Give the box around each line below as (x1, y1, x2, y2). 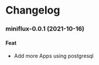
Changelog (5, 4, 60, 17)
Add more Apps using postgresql (13, 53, 94, 60)
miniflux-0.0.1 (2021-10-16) (5, 25, 84, 33)
